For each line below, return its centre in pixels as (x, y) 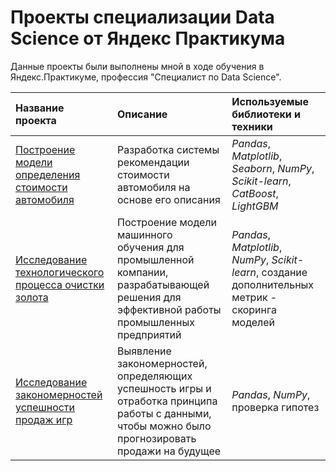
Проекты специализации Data (142, 17)
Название (40, 108)
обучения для (151, 247)
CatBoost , (255, 193)
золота (32, 297)
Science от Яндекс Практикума (148, 38)
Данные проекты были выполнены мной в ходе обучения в (137, 66)
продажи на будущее (169, 451)
